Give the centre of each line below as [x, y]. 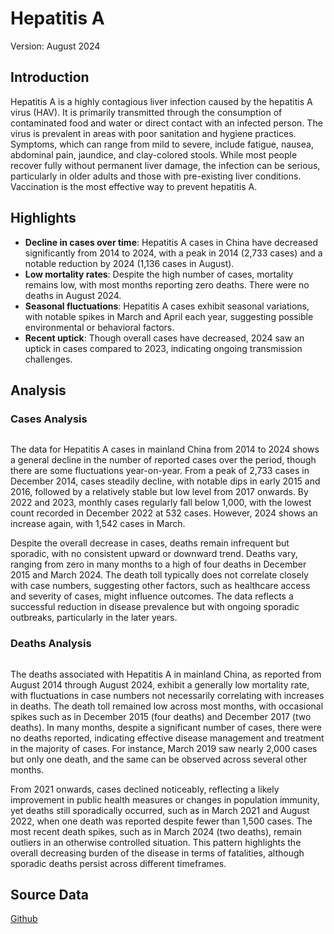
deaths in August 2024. [73, 295]
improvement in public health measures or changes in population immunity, [165, 799]
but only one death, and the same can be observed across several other [159, 759]
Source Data [49, 894]
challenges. [48, 359]
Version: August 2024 [55, 46]
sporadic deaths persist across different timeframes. [118, 863]
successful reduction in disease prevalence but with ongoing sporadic [155, 607]
